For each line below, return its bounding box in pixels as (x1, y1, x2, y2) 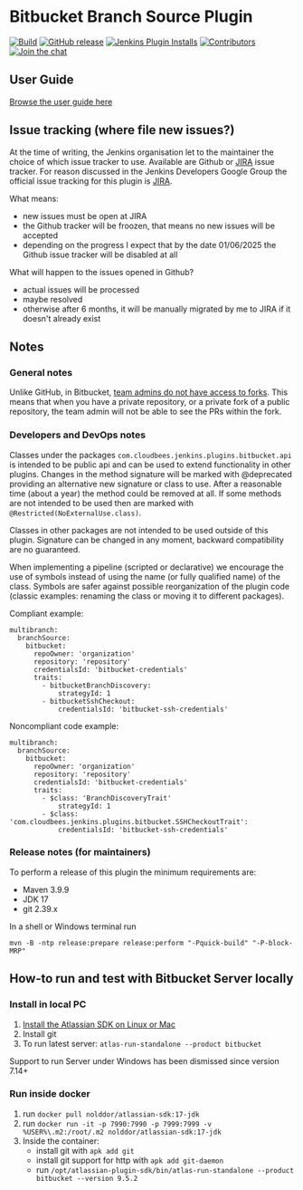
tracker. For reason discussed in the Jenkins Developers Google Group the (9, 166, 288, 177)
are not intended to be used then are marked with (9, 497, 194, 508)
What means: (9, 193, 59, 204)
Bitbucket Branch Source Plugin (9, 6, 253, 27)
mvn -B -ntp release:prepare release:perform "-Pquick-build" (9, 938, 249, 947)
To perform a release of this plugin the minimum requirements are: (9, 867, 257, 878)
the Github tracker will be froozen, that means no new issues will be (22, 220, 276, 231)
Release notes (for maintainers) (9, 846, 151, 859)
